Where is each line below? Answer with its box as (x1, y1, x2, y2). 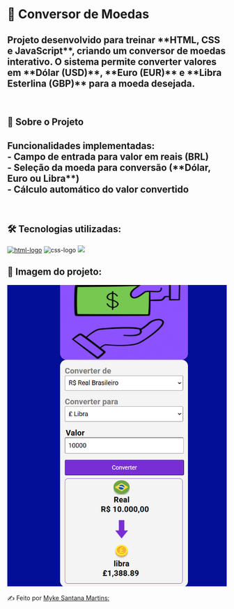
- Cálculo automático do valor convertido (7, 183, 189, 195)
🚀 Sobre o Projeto (7, 116, 84, 128)
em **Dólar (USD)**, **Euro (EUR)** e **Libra (7, 66, 222, 79)
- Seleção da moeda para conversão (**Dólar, (7, 162, 211, 174)
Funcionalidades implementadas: (7, 139, 155, 152)
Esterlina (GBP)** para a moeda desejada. (7, 77, 195, 89)
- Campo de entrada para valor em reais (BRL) (7, 151, 209, 162)
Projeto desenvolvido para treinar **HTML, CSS (7, 34, 221, 46)
